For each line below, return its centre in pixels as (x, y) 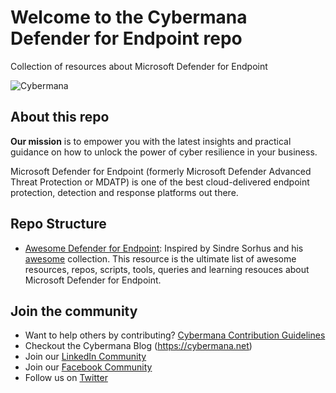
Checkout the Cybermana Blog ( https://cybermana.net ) (138, 346)
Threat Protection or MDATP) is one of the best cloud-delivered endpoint (160, 182)
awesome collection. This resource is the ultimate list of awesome (160, 258)
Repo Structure (58, 224)
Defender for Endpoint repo (126, 38)
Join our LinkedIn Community (85, 357)
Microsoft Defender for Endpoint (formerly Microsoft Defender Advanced (161, 171)
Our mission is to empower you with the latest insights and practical (151, 141)
